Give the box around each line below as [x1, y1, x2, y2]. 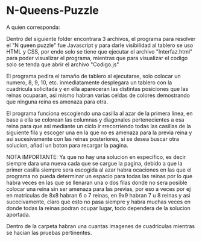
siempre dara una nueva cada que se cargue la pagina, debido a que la [6, 160, 183, 167]
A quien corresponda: [6, 23, 60, 31]
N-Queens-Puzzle [6, 4, 99, 17]
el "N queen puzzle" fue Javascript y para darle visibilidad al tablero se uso [6, 42, 194, 49]
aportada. [6, 211, 31, 218]
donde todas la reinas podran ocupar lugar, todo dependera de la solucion [6, 204, 191, 211]
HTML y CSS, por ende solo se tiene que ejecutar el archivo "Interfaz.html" [6, 48, 193, 55]
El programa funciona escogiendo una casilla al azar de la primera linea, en [6, 110, 193, 117]
